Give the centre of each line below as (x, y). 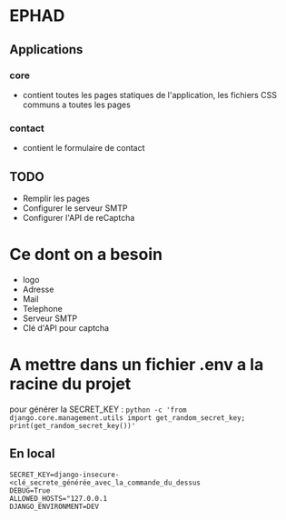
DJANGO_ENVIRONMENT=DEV (54, 506)
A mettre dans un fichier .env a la (137, 365)
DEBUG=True (30, 490)
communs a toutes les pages (77, 105)
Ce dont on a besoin (86, 255)
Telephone (43, 308)
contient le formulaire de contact (84, 148)
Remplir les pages (56, 198)
